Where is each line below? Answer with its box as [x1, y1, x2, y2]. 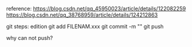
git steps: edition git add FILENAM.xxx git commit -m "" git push [6, 23, 164, 30]
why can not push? [6, 35, 53, 41]
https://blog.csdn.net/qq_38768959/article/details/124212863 [6, 11, 158, 18]
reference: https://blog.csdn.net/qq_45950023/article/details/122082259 [6, 5, 187, 12]
